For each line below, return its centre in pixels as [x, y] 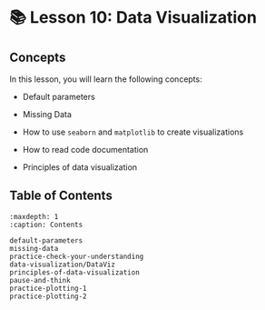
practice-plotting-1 [49, 288]
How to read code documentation [85, 150]
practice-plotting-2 [49, 296]
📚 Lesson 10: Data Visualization [133, 18]
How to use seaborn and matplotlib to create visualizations [133, 132]
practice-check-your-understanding [77, 256]
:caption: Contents [46, 225]
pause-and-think [40, 280]
